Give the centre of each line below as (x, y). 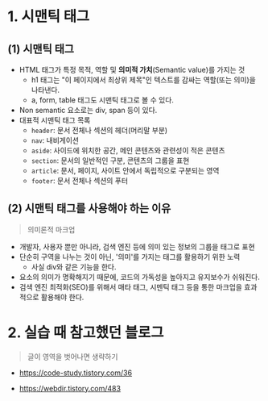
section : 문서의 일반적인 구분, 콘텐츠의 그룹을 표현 (110, 161)
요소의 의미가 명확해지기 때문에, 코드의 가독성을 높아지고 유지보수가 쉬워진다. (140, 277)
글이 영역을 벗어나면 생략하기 (72, 357)
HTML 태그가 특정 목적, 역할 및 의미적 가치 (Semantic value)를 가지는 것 (132, 70)
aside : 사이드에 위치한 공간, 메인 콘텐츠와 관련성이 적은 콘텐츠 (128, 150)
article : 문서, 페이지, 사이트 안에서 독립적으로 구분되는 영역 (125, 171)
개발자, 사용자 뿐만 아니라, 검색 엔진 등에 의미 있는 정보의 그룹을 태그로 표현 (137, 246)
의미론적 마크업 (51, 229)
